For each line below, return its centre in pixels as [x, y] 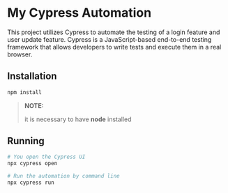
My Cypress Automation [79, 13]
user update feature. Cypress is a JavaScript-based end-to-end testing [109, 39]
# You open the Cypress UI [46, 157]
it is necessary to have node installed [78, 119]
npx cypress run [31, 183]
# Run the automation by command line [63, 176]
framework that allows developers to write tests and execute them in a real [114, 47]
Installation [32, 76]
